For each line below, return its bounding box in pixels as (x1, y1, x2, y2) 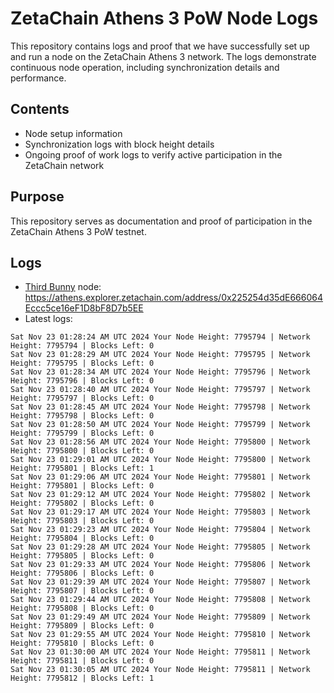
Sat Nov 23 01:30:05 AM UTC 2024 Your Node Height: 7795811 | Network (10, 665, 311, 675)
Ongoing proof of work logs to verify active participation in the (24, 148, 283, 161)
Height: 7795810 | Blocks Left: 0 (10, 638, 155, 649)
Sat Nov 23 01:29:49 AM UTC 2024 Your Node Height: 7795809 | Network (10, 612, 311, 622)
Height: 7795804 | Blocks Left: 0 (10, 533, 155, 544)
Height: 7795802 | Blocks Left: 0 (10, 498, 155, 509)
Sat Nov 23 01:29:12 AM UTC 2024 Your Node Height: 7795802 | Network (10, 490, 311, 500)
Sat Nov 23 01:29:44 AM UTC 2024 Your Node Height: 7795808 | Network (10, 595, 311, 605)
